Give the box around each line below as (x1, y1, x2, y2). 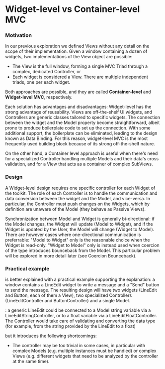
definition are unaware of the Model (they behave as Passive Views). (5, 206, 146, 212)
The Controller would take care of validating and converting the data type (5, 318, 156, 324)
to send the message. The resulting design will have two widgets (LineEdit (5, 287, 158, 293)
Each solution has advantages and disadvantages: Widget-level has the (5, 104, 152, 110)
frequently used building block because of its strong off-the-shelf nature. (5, 141, 155, 147)
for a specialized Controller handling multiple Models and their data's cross (5, 156, 159, 162)
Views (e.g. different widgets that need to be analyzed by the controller (12, 353, 158, 359)
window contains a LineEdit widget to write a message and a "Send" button (5, 282, 160, 288)
